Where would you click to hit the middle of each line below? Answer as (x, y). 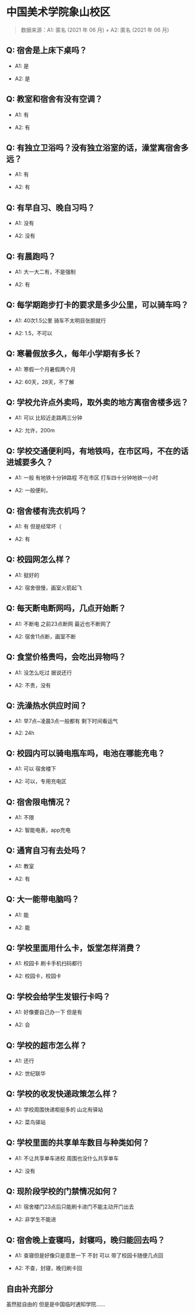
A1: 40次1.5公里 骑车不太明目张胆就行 (60, 320)
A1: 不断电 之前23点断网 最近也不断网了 (63, 623)
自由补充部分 (30, 1289)
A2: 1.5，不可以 (33, 333)
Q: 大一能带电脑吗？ (43, 899)
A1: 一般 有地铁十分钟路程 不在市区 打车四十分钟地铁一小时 (87, 478)
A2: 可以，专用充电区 (40, 781)
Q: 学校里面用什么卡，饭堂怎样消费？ (74, 948)
